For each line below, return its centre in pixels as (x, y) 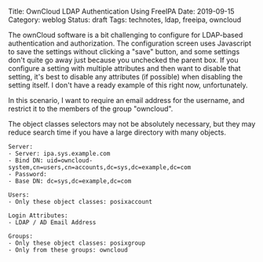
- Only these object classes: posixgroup (77, 243)
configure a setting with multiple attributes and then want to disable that (124, 68)
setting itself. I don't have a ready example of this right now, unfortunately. (128, 85)
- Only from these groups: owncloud (68, 250)
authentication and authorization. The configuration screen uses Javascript (130, 43)
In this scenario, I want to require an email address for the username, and (126, 100)
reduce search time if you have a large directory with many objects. (117, 132)
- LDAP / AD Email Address (52, 223)
